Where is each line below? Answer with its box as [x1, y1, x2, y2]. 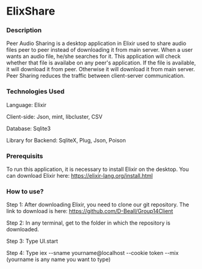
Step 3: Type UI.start [6, 237, 58, 245]
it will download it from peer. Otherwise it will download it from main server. [6, 66, 195, 73]
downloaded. [6, 226, 40, 233]
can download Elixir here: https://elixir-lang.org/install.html [6, 172, 153, 180]
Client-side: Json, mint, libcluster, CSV [6, 113, 103, 120]
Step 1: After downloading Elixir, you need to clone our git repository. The [6, 201, 190, 208]
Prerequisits [6, 152, 44, 160]
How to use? [6, 187, 44, 195]
